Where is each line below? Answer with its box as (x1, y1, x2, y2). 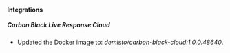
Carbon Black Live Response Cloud (7, 21, 110, 29)
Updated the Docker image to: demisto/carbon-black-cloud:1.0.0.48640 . (17, 38, 224, 46)
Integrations (7, 5, 43, 14)
